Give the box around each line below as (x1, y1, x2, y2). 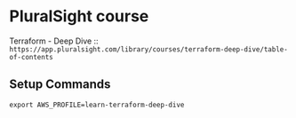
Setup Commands (9, 77, 111, 92)
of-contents (9, 52, 53, 61)
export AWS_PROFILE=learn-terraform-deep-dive (9, 100, 185, 109)
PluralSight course (9, 6, 149, 27)
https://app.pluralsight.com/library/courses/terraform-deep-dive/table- (9, 44, 289, 54)
